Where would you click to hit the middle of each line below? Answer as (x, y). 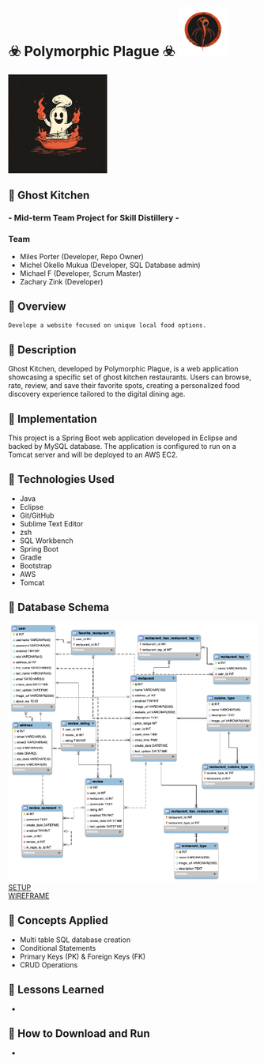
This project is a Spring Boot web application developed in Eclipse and (123, 438)
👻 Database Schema (59, 607)
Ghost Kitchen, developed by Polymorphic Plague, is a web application (123, 369)
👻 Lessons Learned (56, 990)
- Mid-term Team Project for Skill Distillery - (94, 218)
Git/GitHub (37, 515)
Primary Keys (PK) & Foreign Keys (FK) (83, 956)
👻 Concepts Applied (58, 920)
